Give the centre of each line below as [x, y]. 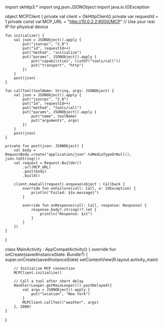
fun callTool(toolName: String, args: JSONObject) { [60, 91]
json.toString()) [23, 159]
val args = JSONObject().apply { [56, 290]
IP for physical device [27, 27]
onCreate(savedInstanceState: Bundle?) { [46, 254]
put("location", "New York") [61, 294]
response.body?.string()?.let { [64, 210]
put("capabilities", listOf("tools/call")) [76, 61]
